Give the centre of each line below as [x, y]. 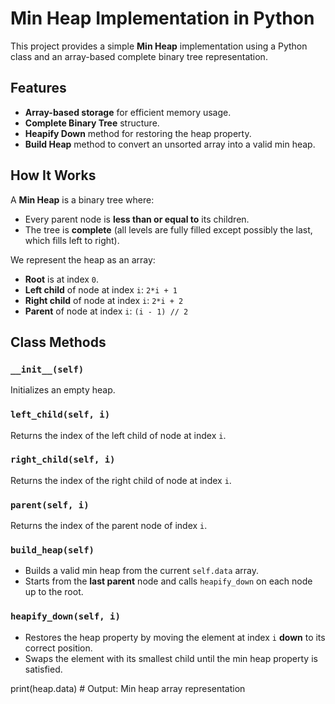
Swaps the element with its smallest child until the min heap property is [171, 658]
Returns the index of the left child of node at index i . [118, 435]
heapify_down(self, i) [65, 616]
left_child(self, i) [60, 415]
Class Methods [58, 342]
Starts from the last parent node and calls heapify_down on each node [168, 581]
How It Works [53, 175]
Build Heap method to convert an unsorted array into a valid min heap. [170, 144]
